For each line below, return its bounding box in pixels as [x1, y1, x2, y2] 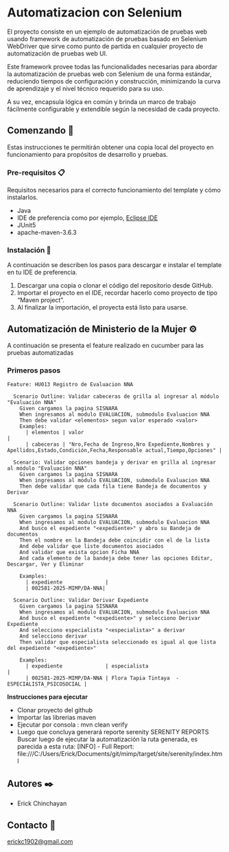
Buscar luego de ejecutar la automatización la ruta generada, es [16, 735, 198, 744]
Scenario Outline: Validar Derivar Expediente [13, 597, 149, 604]
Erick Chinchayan [16, 799, 67, 807]
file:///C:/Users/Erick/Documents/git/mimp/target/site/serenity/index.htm [16, 750, 223, 758]
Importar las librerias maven [16, 714, 97, 722]
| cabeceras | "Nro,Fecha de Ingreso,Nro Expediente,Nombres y [25, 441, 210, 448]
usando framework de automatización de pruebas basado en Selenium [7, 34, 208, 42]
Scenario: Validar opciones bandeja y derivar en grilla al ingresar [13, 459, 216, 466]
